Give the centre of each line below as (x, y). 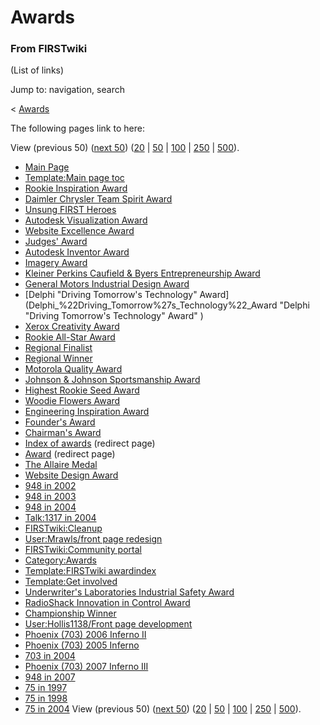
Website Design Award (71, 475)
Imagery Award (56, 263)
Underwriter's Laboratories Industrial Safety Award (129, 592)
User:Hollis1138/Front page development (108, 624)
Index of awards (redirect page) (90, 443)
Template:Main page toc (74, 178)
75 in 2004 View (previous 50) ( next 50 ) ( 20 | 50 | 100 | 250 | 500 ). (163, 709)
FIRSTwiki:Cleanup (63, 528)
